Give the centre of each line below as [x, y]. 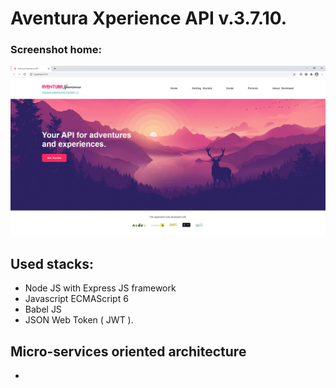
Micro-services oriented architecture [128, 351]
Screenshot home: [56, 50]
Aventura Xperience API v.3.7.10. [149, 18]
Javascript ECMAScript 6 [76, 299]
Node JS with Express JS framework [100, 288]
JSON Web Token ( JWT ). [79, 320]
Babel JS [43, 309]
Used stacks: [52, 264]
